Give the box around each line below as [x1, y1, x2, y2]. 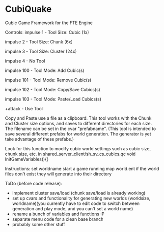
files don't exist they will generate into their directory [5, 171, 112, 177]
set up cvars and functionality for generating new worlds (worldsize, [12, 195, 151, 201]
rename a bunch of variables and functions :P [12, 211, 105, 217]
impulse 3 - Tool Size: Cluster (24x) [5, 48, 77, 54]
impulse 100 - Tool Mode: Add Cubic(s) [5, 67, 84, 73]
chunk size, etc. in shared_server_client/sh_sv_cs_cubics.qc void [5, 151, 136, 157]
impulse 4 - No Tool [5, 58, 45, 64]
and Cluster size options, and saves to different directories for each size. [5, 120, 152, 126]
